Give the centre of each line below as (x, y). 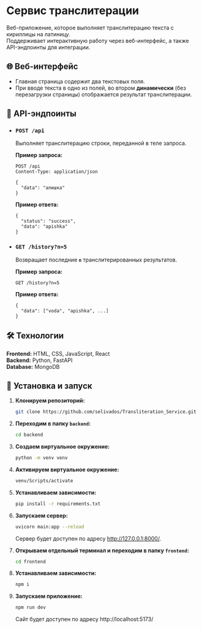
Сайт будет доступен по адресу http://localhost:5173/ (84, 619)
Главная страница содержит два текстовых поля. (80, 81)
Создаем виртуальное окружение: (62, 447)
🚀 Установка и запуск (49, 386)
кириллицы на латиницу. (38, 34)
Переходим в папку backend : (53, 423)
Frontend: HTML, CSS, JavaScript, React (58, 353)
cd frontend (30, 561)
